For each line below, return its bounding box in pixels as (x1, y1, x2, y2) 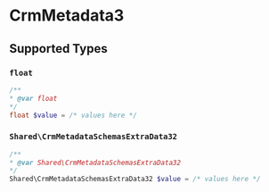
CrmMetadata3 (9, 5, 125, 26)
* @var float (9, 94, 58, 103)
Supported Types (9, 41, 109, 56)
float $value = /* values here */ (9, 111, 138, 120)
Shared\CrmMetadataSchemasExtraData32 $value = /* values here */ (9, 175, 261, 184)
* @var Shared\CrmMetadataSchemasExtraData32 (9, 158, 181, 167)
